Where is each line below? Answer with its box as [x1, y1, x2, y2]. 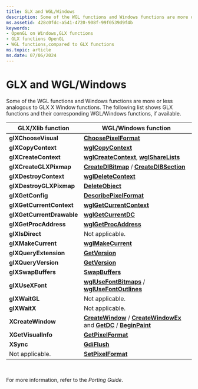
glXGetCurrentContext [9, 201, 74, 209]
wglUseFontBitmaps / [83, 278, 146, 286]
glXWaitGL [9, 294, 40, 302]
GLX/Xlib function [17, 124, 70, 132]
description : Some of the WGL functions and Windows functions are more [6, 14, 189, 20]
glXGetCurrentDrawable [9, 210, 78, 219]
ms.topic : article [6, 47, 51, 53]
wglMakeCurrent [83, 239, 133, 248]
